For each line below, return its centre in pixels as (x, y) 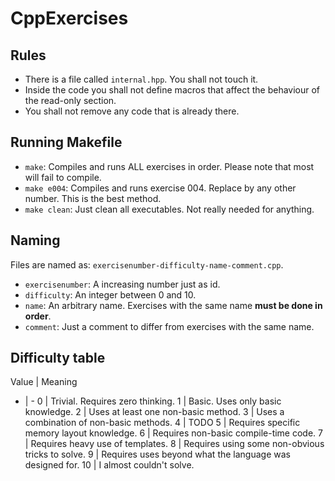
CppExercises (69, 18)
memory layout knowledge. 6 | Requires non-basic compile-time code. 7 (173, 433)
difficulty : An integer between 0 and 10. (110, 294)
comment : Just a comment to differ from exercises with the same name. (169, 326)
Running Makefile (66, 142)
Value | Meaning (44, 382)
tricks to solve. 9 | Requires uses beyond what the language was (157, 454)
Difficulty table (58, 358)
